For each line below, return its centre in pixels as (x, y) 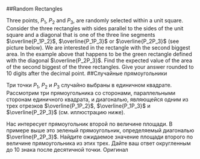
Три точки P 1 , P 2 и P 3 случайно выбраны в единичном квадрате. (89, 86)
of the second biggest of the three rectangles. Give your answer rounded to (100, 67)
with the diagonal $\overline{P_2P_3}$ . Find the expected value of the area (99, 60)
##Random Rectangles (35, 9)
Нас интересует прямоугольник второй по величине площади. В (89, 124)
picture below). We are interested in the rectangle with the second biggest (98, 47)
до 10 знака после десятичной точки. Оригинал (67, 149)
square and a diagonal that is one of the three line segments (81, 34)
